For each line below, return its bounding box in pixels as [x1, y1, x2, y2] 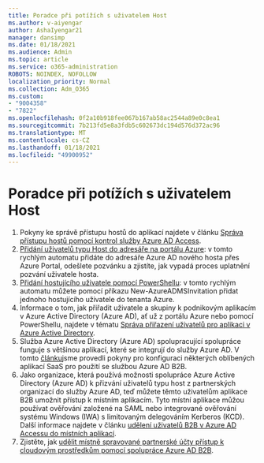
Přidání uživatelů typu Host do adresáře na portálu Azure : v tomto [19, 245, 233, 254]
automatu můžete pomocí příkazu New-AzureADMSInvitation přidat [19, 286, 239, 296]
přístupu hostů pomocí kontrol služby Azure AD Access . [19, 236, 202, 245]
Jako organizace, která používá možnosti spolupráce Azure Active [19, 370, 236, 379]
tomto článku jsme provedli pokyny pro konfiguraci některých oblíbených [19, 353, 255, 363]
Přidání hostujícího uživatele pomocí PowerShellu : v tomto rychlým [19, 278, 236, 288]
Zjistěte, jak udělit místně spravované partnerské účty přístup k [19, 437, 225, 446]
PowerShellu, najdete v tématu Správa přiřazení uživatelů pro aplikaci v [19, 320, 251, 330]
